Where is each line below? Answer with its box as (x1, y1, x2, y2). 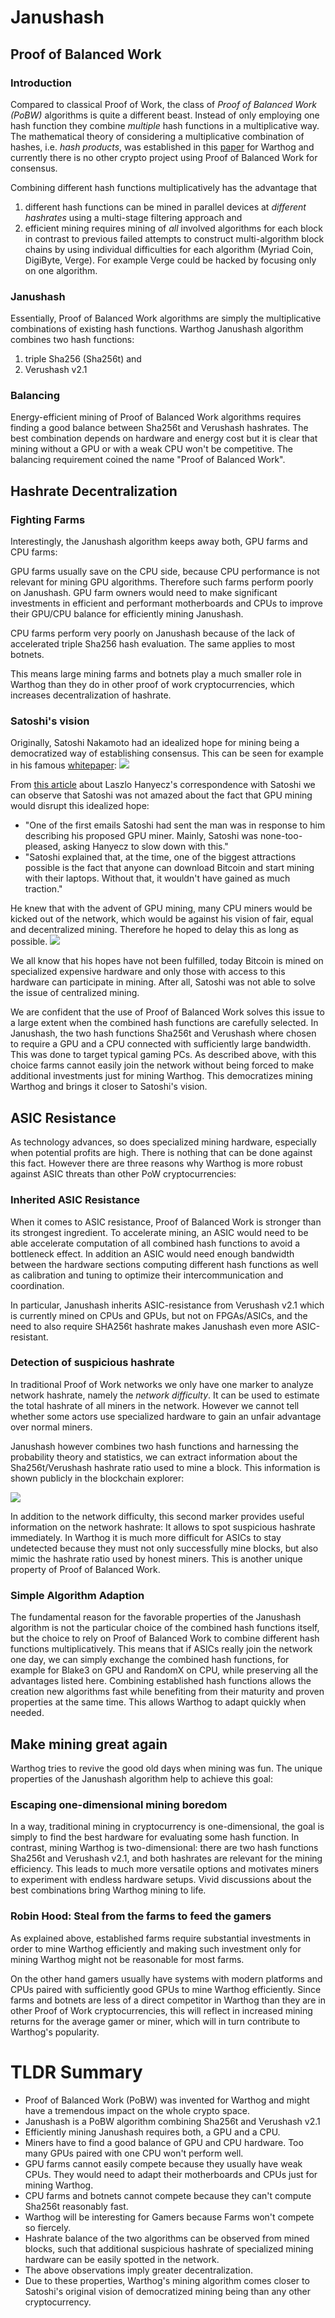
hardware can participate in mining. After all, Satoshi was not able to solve (10, 976, 316, 988)
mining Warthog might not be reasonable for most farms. (10, 1953, 245, 1965)
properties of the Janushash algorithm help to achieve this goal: (10, 1772, 273, 1785)
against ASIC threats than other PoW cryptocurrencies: (10, 1168, 237, 1180)
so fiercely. (24, 2221, 72, 2233)
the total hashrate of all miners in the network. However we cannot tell (10, 1399, 300, 1411)
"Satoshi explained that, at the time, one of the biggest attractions (24, 851, 297, 863)
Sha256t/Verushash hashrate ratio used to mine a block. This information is (10, 1461, 321, 1473)
